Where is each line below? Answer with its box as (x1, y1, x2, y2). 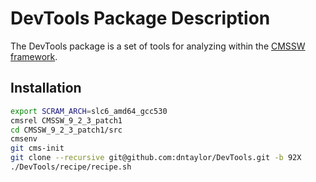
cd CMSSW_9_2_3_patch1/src (10, 125, 123, 135)
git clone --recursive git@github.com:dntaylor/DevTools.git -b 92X (10, 153, 302, 163)
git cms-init (10, 143, 65, 154)
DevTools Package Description (10, 7, 271, 30)
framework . (10, 50, 58, 62)
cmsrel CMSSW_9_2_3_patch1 (10, 115, 123, 126)
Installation (10, 80, 82, 97)
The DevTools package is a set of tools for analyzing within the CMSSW (10, 40, 306, 52)
